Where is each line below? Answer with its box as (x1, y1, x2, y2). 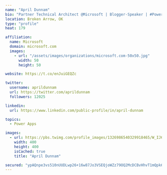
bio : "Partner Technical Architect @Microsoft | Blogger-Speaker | (5, 12, 148, 17)
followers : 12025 (9, 94, 46, 99)
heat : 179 (5, 26, 26, 31)
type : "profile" (5, 21, 39, 26)
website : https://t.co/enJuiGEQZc (5, 72, 77, 77)
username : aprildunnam (9, 85, 57, 90)
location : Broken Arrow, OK (5, 16, 64, 21)
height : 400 (14, 144, 39, 149)
